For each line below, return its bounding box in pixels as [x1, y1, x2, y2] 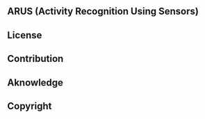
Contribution [7, 53, 64, 65]
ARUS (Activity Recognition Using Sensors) [7, 6, 199, 17]
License [7, 29, 42, 41]
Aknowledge [7, 77, 64, 88]
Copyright [7, 100, 52, 112]
